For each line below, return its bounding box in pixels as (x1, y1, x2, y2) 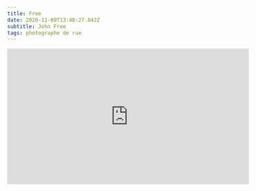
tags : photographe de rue (7, 29, 81, 37)
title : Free (7, 10, 41, 17)
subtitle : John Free (7, 23, 67, 30)
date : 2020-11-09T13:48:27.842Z (7, 17, 100, 23)
